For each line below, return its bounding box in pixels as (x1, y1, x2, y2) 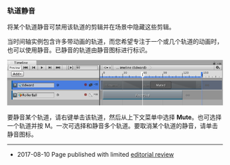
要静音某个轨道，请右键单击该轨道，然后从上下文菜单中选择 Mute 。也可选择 (7, 113, 222, 121)
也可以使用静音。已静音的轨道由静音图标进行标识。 (7, 46, 151, 54)
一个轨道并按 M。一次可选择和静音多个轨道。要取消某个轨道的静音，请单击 (7, 122, 218, 130)
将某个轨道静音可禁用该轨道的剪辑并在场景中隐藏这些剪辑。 (7, 23, 175, 31)
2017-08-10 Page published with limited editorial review (16, 151, 175, 159)
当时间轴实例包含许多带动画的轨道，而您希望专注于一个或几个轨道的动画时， (7, 38, 223, 46)
